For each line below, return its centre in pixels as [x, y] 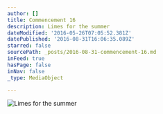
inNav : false [26, 71]
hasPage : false [29, 65]
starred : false [29, 46]
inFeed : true [26, 59]
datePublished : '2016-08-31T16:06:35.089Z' [71, 39]
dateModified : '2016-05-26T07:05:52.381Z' [69, 33]
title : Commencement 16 [42, 20]
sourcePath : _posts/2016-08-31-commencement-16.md [82, 53]
